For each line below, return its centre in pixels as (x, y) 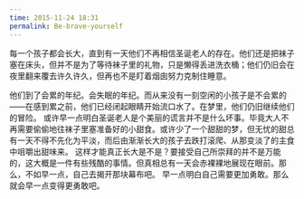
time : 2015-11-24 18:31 (54, 18)
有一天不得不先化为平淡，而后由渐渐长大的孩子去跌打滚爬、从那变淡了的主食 (152, 140)
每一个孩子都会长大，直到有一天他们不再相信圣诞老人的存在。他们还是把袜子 (152, 53)
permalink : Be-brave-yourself (66, 26)
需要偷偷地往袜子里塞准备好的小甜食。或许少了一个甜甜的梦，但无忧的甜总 (156, 128)
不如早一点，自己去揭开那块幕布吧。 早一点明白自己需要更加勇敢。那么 (157, 174)
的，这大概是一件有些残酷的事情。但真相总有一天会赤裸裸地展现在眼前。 (144, 163)
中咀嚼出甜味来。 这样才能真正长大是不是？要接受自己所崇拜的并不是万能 (145, 151)
